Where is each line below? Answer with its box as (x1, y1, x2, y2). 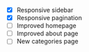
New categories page (16, 37, 79, 46)
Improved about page (16, 29, 79, 37)
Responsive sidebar (16, 6, 74, 14)
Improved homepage (16, 21, 77, 30)
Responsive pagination (16, 14, 83, 22)
